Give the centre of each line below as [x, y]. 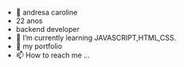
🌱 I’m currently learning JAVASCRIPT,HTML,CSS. [96, 37]
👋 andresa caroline [47, 12]
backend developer [47, 29]
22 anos [29, 21]
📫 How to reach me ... [53, 55]
